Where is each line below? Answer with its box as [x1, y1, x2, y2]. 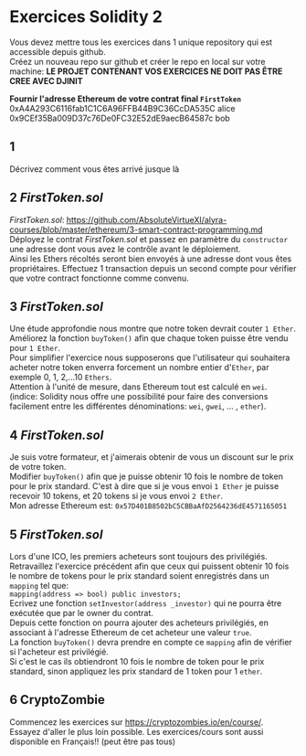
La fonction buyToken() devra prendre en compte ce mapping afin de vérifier [9, 637, 292, 647]
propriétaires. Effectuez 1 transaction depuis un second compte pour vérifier [9, 262, 297, 273]
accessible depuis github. [9, 46, 107, 57]
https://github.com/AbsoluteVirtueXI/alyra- [66, 214, 227, 225]
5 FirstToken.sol [9, 527, 103, 542]
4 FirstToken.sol [9, 427, 104, 442]
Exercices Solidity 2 [9, 6, 163, 27]
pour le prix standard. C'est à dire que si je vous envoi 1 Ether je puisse [9, 481, 280, 492]
